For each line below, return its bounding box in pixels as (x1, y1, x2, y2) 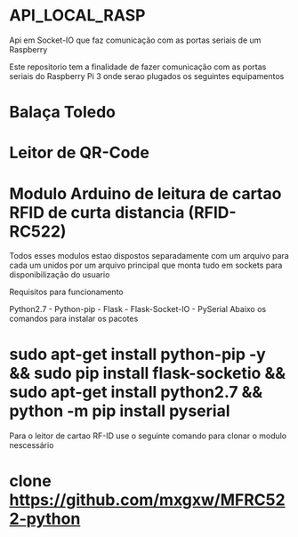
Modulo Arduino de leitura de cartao (9, 183, 282, 204)
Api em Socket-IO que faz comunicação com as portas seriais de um (9, 35, 262, 45)
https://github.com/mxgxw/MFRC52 (9, 490, 286, 510)
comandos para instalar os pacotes (9, 313, 139, 325)
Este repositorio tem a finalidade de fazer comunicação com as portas (9, 61, 267, 72)
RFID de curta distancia (9, 202, 185, 222)
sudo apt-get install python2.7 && (9, 382, 263, 403)
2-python (9, 509, 81, 529)
